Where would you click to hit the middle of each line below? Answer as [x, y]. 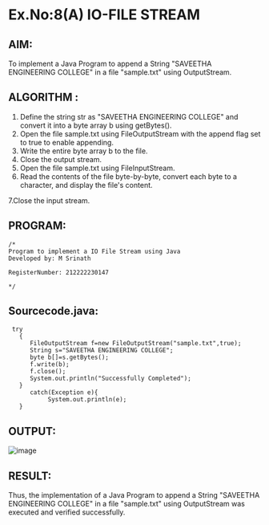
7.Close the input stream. [49, 200]
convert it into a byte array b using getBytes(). [96, 125]
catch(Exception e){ [64, 393]
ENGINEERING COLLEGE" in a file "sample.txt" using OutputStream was [127, 504]
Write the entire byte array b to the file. [84, 151]
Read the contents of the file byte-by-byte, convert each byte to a [128, 176]
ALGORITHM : [43, 98]
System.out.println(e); [87, 400]
